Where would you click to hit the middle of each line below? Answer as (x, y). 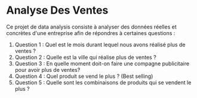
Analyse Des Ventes (57, 10)
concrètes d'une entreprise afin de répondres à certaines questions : (91, 33)
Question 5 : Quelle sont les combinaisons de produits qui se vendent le (103, 82)
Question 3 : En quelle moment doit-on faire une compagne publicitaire (102, 64)
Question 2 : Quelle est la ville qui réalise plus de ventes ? (85, 57)
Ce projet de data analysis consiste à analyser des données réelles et (92, 27)
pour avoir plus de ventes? (47, 69)
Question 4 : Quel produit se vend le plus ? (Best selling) (84, 76)
